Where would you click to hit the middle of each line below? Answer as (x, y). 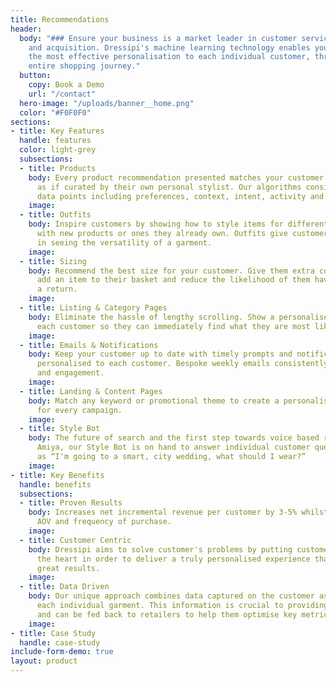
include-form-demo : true (62, 652)
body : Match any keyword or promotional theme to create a (154, 401)
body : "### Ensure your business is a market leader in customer (158, 38)
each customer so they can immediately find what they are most (173, 326)
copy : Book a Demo (66, 85)
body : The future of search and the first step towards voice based (174, 438)
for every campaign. (79, 410)
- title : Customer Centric (75, 540)
